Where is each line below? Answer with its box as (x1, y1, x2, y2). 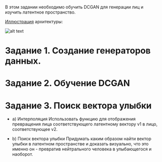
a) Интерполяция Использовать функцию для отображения (12, 116, 136, 122)
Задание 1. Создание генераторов (5, 45, 151, 56)
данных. (5, 55, 41, 67)
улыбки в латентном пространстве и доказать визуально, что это (12, 141, 149, 147)
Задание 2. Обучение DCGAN (5, 78, 130, 89)
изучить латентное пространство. (5, 9, 76, 15)
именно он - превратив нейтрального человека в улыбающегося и (12, 146, 152, 152)
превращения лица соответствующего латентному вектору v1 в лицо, (12, 121, 158, 127)
